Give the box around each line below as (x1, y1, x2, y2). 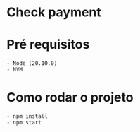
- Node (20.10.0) (6, 60, 58, 67)
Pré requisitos (6, 37, 90, 53)
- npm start (6, 119, 42, 126)
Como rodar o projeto (6, 90, 134, 106)
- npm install (6, 113, 49, 120)
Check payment (6, 4, 101, 20)
